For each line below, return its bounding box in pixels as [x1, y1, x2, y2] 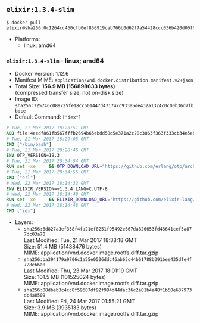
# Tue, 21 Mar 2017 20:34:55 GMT [6, 169, 89, 175]
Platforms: [14, 35, 40, 42]
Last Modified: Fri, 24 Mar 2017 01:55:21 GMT [23, 298, 135, 305]
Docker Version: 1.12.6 [14, 70, 69, 77]
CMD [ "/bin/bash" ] [6, 141, 52, 147]
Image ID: [14, 95, 39, 103]
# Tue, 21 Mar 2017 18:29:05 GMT [6, 136, 89, 142]
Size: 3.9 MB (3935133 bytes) [23, 304, 97, 311]
